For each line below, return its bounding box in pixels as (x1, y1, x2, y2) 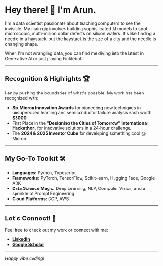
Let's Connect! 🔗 (5, 214, 57, 222)
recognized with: (5, 95, 39, 101)
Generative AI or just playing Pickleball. (5, 55, 83, 61)
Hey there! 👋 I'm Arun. (5, 4, 96, 16)
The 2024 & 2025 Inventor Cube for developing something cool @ (12, 130, 146, 136)
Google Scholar (12, 242, 45, 248)
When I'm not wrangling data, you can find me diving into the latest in (5, 50, 144, 56)
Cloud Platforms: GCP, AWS (12, 196, 69, 202)
